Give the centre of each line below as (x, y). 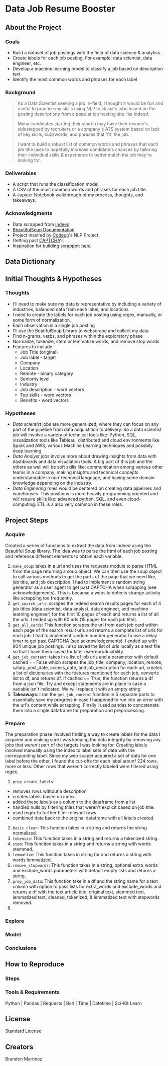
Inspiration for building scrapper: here (52, 246)
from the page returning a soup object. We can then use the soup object (87, 571)
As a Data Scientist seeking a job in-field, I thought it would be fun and (90, 103)
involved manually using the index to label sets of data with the (70, 750)
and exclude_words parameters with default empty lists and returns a (84, 871)
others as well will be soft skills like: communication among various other (88, 467)
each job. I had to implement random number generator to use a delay (85, 635)
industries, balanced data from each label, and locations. (71, 309)
